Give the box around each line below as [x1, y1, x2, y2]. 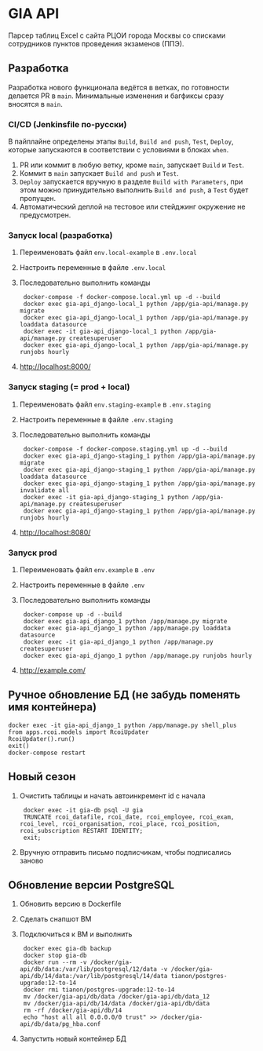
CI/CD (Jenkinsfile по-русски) [8, 119, 127, 130]
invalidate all [19, 486, 70, 494]
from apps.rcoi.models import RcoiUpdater [8, 728, 149, 736]
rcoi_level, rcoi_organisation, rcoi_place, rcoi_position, [19, 819, 221, 828]
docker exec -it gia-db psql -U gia [23, 806, 144, 814]
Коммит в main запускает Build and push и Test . [19, 169, 179, 178]
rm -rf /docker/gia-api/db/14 [23, 1006, 122, 1015]
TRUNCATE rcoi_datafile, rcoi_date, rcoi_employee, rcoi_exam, [23, 813, 235, 821]
